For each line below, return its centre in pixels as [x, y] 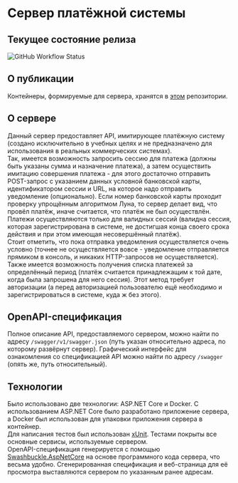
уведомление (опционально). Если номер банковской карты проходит [115, 196]
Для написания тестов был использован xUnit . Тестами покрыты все [112, 434]
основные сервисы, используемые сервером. [77, 442]
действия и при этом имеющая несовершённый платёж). [94, 234]
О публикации [41, 79]
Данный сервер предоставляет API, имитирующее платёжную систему [116, 135]
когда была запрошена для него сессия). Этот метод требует [101, 279]
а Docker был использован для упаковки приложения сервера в [105, 419]
